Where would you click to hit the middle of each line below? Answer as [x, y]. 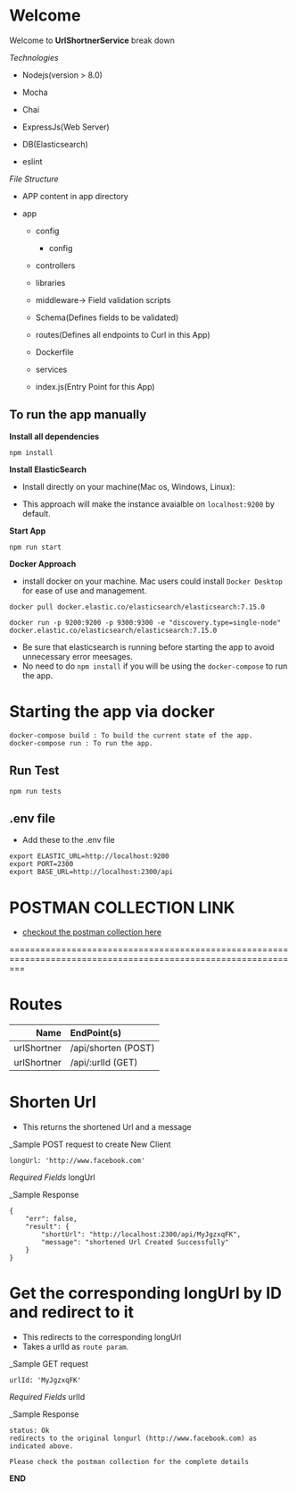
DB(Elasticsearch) [55, 144]
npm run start [36, 547]
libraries [50, 282]
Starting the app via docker [112, 711]
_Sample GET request [49, 1364]
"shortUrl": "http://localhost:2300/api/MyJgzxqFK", [141, 1234]
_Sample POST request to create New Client [90, 1144]
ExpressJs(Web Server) [66, 127]
